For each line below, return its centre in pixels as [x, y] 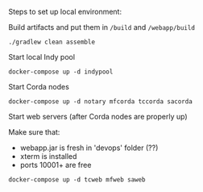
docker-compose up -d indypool [61, 72]
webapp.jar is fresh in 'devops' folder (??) [89, 148]
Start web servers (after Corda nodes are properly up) [98, 117]
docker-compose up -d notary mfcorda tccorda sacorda [101, 102]
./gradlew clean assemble [52, 42]
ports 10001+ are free [56, 165]
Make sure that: [34, 132]
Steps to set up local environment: [65, 12]
